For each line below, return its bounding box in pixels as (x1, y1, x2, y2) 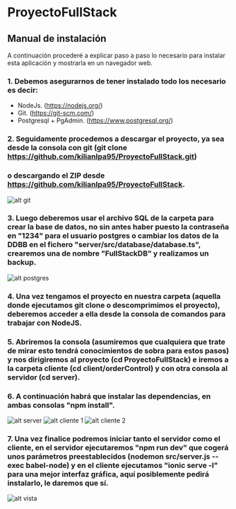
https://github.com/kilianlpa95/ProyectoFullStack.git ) (7, 151, 197, 161)
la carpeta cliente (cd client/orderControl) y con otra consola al (7, 363, 228, 373)
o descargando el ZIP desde (7, 171, 105, 181)
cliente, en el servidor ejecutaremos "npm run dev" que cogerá (7, 442, 229, 452)
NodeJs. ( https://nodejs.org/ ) (17, 101, 103, 110)
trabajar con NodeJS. (7, 318, 83, 328)
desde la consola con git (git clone (7, 143, 127, 153)
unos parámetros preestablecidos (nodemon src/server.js (7, 451, 211, 461)
